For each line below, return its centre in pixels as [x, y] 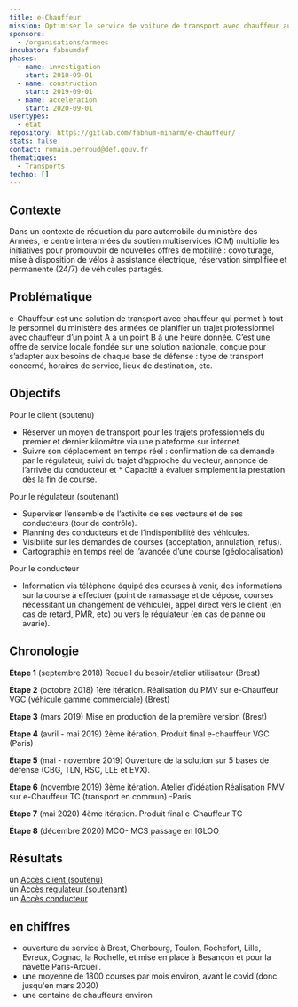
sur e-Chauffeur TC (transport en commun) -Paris [100, 796]
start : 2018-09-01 [59, 75]
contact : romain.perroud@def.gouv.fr [79, 149]
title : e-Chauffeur [45, 17]
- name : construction [57, 83]
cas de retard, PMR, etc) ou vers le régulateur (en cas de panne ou [144, 614]
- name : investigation [59, 67]
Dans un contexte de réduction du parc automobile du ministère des [133, 232]
